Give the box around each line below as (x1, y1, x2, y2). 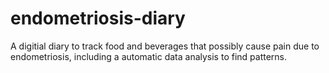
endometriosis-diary (10, 7, 186, 30)
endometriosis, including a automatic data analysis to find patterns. (10, 50, 288, 62)
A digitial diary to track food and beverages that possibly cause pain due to (10, 40, 320, 52)
